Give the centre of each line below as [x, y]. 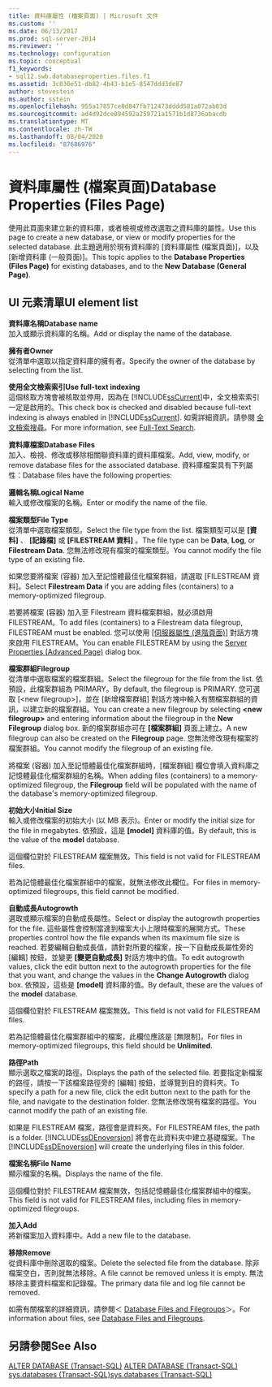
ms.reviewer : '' [36, 46]
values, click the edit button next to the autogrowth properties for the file [130, 966]
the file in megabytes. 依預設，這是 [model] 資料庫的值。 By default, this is [132, 831]
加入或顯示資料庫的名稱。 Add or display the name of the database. [121, 334]
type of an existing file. [47, 560]
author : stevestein [41, 91]
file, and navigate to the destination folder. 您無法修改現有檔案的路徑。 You [133, 1102]
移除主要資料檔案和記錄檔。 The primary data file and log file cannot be [127, 1283]
